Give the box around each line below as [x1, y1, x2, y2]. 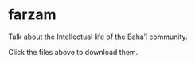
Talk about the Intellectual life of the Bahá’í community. [8, 32, 189, 41]
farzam [8, 6, 57, 24]
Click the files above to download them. [8, 47, 138, 57]
